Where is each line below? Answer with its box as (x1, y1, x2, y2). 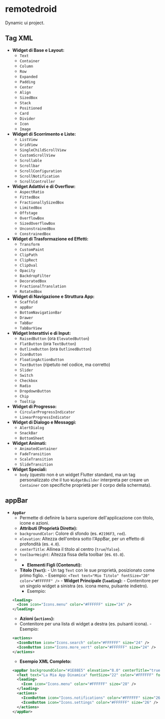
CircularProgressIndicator (19, 409, 75, 415)
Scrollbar (19, 163, 40, 168)
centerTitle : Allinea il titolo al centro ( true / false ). (19, 546, 121, 552)
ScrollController (19, 179, 56, 184)
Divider (19, 116, 35, 121)
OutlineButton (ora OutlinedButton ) (19, 346, 92, 352)
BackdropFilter (19, 273, 51, 278)
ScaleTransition (19, 457, 53, 462)
